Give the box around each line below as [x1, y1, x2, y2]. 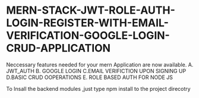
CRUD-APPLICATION [6, 42, 111, 55]
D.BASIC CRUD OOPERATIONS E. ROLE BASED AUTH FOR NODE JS [6, 74, 173, 81]
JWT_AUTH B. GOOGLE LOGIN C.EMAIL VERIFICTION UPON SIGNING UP [6, 67, 187, 74]
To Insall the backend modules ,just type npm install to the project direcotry [6, 85, 191, 92]
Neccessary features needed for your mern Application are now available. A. [6, 61, 194, 68]
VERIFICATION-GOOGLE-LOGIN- [6, 29, 170, 42]
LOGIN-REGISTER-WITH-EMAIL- [6, 16, 169, 30]
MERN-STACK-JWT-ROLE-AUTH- [6, 4, 175, 17]
